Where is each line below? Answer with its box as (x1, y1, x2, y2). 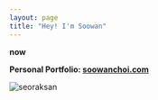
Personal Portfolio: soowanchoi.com (9, 64, 149, 75)
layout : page (9, 13, 59, 23)
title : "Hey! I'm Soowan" (9, 22, 107, 31)
